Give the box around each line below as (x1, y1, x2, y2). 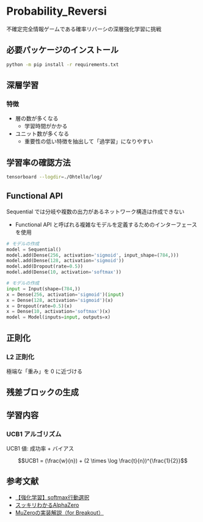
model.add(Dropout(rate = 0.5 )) (6, 263, 84, 270)
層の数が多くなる (15, 115, 59, 122)
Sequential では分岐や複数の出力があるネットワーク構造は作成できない (6, 208, 185, 215)
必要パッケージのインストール (6, 45, 119, 56)
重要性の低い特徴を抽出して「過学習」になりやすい (24, 138, 153, 145)
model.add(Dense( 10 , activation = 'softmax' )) (6, 269, 122, 276)
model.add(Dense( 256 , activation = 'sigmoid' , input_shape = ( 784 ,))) (6, 252, 179, 258)
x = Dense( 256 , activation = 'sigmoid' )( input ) (6, 292, 124, 298)
